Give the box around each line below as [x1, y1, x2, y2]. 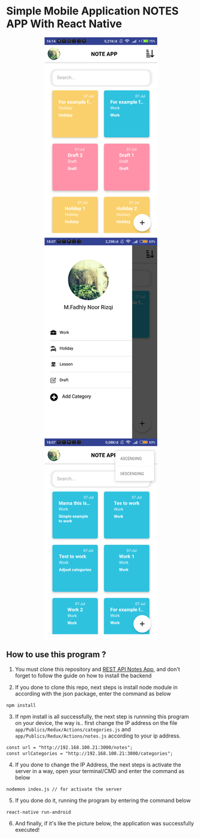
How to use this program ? [6, 650, 106, 660]
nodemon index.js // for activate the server [6, 786, 122, 792]
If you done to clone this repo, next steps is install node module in [14, 683, 178, 691]
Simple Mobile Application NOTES [6, 4, 179, 18]
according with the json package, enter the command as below [14, 690, 171, 697]
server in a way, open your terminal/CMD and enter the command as [14, 767, 185, 774]
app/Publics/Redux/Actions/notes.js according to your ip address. [14, 732, 181, 739]
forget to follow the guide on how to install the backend [14, 672, 152, 679]
